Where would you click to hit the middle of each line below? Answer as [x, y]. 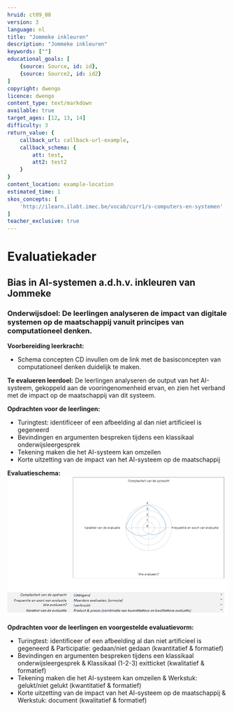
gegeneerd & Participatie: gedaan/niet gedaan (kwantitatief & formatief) [120, 648]
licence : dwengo [31, 96]
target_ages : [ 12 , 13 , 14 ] [46, 118]
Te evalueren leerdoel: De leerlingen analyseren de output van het [103, 380]
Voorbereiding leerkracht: [46, 346]
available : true [31, 111]
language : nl [26, 29]
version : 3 [23, 22]
